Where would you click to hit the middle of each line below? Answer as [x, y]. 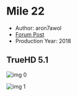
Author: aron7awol [38, 28]
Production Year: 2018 [43, 41]
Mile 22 [25, 11]
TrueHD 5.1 [28, 60]
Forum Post [30, 34]
